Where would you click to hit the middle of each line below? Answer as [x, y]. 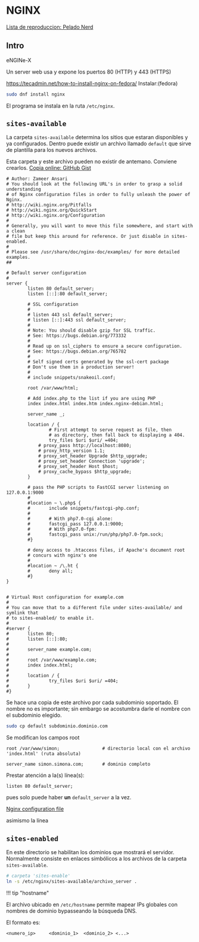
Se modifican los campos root [43, 738]
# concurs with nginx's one [62, 556]
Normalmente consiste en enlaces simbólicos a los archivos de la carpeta [97, 859]
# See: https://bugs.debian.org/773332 [77, 336]
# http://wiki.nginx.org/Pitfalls [49, 205]
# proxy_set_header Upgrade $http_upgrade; [93, 456]
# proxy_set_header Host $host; [78, 467]
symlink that [22, 613]
